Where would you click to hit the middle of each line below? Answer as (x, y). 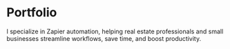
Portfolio (32, 13)
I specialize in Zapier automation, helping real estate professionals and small (115, 31)
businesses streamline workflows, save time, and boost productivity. (104, 38)
